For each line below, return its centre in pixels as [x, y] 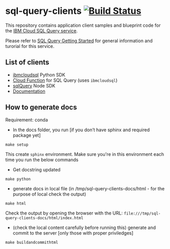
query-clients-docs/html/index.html [44, 218]
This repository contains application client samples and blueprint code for [83, 25]
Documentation [29, 91]
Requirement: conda [27, 120]
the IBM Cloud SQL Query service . [41, 30]
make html [16, 203]
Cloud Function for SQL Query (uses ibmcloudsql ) [65, 80]
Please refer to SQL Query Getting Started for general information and [79, 41]
